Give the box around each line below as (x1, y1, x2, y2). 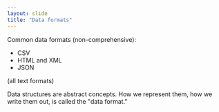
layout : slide (7, 10, 48, 17)
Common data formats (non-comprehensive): (7, 35, 137, 43)
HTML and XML (17, 56, 62, 64)
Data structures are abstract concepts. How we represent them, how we (7, 90, 213, 98)
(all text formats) (7, 76, 55, 85)
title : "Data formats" (7, 16, 73, 23)
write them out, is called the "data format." (7, 97, 128, 105)
